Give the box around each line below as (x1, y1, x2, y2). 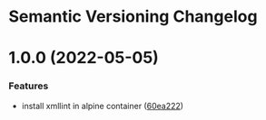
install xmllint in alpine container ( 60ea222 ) (21, 100, 183, 111)
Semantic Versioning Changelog (8, 6, 258, 27)
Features (8, 79, 49, 92)
